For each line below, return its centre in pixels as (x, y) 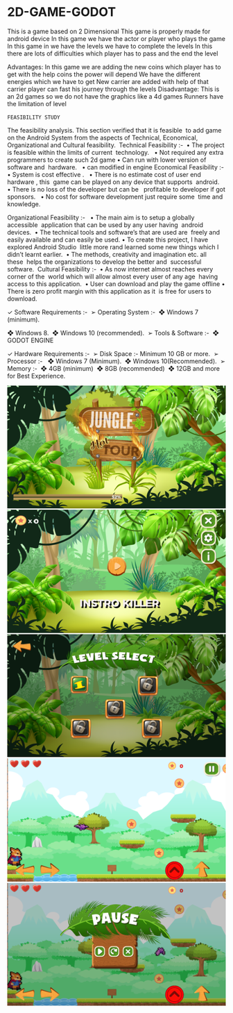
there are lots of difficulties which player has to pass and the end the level (113, 53)
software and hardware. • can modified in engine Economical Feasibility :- (115, 167)
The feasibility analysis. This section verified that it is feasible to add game (114, 130)
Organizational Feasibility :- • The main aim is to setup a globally (101, 217)
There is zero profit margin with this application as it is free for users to (109, 291)
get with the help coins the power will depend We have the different (104, 74)
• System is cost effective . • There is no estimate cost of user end (104, 174)
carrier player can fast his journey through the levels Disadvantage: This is (113, 89)
